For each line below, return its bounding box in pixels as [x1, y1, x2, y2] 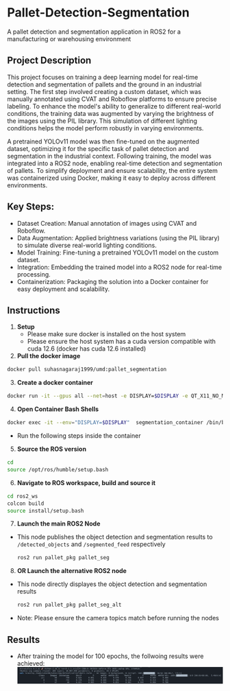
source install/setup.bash [7, 507, 84, 514]
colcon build [7, 500, 44, 507]
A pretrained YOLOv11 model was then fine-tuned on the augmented [7, 137, 200, 145]
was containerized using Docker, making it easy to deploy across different [7, 174, 216, 182]
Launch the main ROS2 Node [16, 519, 101, 528]
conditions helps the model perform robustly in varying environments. [7, 124, 204, 132]
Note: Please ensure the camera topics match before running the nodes [16, 614, 219, 622]
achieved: [16, 659, 45, 667]
